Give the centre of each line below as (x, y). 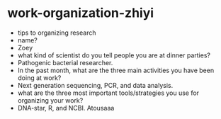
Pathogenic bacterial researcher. (65, 62)
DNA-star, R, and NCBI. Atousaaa (66, 108)
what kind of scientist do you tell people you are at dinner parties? (114, 55)
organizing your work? (50, 100)
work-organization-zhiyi (81, 13)
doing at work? (39, 78)
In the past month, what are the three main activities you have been (116, 70)
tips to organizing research (57, 33)
